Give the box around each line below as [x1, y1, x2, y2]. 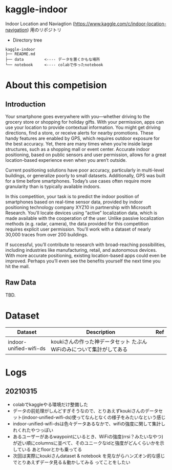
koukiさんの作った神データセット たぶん [51, 338, 147, 345]
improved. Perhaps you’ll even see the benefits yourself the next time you [5, 258, 161, 264]
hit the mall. [5, 263, 30, 269]
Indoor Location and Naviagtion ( [5, 21, 75, 27]
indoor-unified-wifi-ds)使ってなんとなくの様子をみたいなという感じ [23, 414, 166, 420]
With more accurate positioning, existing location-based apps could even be [5, 252, 166, 258]
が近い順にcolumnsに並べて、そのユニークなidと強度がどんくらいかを [12, 440, 160, 446]
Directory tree [12, 37, 42, 43]
